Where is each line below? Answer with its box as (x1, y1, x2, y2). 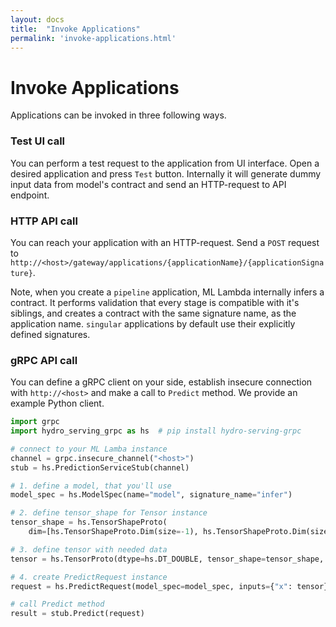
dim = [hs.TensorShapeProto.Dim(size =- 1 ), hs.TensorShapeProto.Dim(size (28, 527, 329, 537)
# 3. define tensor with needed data (10, 544, 168, 555)
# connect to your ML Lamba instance (10, 444, 168, 454)
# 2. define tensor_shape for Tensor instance (10, 508, 208, 518)
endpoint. (10, 189, 50, 201)
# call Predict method (10, 599, 105, 610)
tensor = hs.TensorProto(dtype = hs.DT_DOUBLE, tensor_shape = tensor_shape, (10, 554, 325, 564)
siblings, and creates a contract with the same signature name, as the (10, 307, 297, 319)
